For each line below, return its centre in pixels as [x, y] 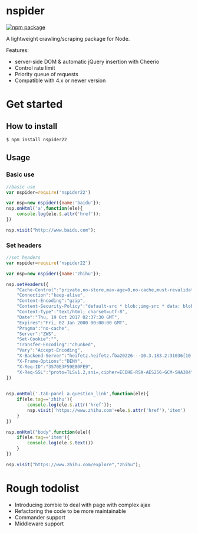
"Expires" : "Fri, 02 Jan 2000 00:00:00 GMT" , [72, 323]
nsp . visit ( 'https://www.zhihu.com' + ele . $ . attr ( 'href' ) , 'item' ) [106, 410]
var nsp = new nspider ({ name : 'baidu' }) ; [54, 203]
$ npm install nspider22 [37, 139]
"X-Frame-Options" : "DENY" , [50, 361]
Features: [18, 50]
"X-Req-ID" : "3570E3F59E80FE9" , [55, 367]
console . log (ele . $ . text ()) [60, 443]
